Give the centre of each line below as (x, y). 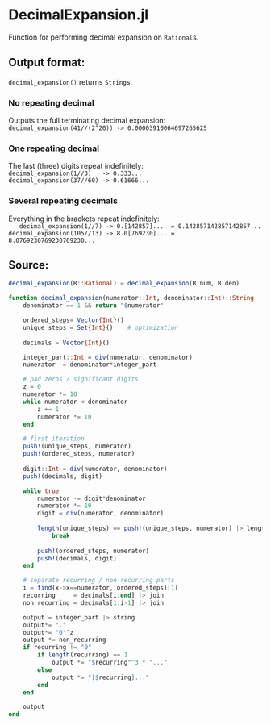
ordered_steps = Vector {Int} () (74, 320)
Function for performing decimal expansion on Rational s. (104, 37)
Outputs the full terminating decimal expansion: (87, 121)
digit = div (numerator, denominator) (100, 514)
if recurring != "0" (57, 648)
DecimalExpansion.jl (79, 15)
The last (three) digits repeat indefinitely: (76, 166)
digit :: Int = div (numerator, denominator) (95, 469)
